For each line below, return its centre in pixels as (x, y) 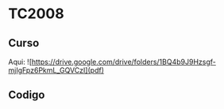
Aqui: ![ (20, 62)
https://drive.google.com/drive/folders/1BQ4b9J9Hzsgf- (124, 62)
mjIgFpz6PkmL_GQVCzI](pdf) (56, 70)
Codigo (27, 95)
